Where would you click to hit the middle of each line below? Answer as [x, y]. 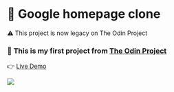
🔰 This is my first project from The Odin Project [87, 51]
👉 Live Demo [27, 66]
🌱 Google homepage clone [84, 14]
